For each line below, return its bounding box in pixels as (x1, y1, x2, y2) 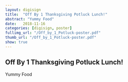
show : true (5, 40, 28, 45)
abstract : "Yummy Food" (5, 16, 55, 21)
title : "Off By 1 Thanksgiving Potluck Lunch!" (5, 12, 108, 17)
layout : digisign (5, 7, 41, 12)
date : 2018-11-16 (5, 21, 46, 26)
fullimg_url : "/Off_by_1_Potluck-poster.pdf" (5, 30, 101, 35)
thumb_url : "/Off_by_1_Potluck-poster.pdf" (5, 35, 97, 40)
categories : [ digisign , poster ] (5, 26, 72, 31)
